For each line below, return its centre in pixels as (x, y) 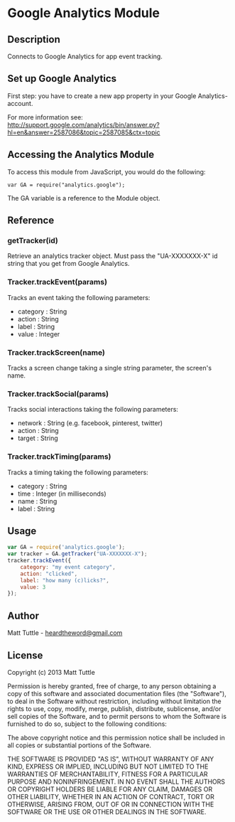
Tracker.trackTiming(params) (59, 457)
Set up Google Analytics (62, 79)
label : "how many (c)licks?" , (65, 580)
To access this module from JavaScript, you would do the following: (106, 171)
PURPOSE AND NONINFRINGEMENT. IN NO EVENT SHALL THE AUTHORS (116, 781)
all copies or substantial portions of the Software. (79, 745)
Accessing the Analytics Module (81, 155)
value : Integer (39, 334)
